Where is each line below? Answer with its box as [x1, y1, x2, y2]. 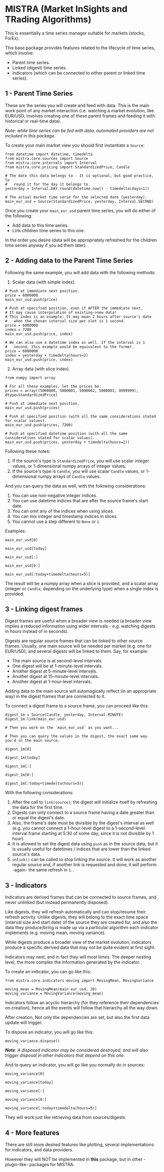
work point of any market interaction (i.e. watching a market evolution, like [5, 107, 154, 113]
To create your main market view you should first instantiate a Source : [5, 142, 145, 148]
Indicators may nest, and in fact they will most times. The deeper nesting [5, 954, 151, 960]
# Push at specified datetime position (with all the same [5, 431, 128, 436]
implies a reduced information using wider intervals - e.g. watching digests [5, 623, 156, 629]
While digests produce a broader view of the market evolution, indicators [5, 939, 152, 945]
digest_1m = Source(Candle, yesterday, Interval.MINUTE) [5, 712, 123, 717]
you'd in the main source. [5, 738, 60, 743]
